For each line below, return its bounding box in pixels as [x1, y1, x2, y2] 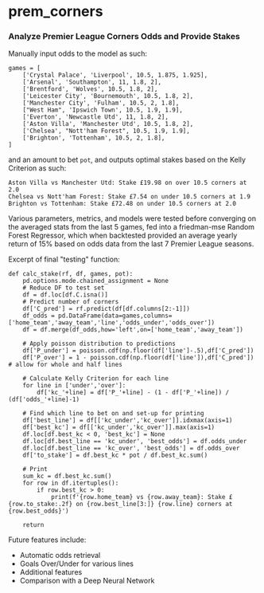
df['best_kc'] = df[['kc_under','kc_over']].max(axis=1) [22, 423, 215, 432]
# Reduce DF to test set [22, 284, 105, 293]
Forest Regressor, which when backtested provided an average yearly [8, 230, 238, 241]
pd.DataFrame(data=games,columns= [58, 312, 173, 320]
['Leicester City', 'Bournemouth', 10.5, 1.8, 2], [22, 92, 194, 100]
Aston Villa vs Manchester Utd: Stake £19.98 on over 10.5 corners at [8, 179, 247, 187]
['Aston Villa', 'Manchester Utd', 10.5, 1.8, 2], [22, 120, 194, 128]
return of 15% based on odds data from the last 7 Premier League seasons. [8, 239, 254, 249]
